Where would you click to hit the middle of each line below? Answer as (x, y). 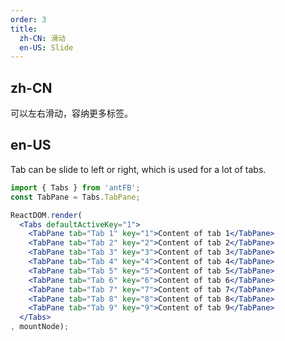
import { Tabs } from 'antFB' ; (75, 187)
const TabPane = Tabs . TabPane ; (75, 197)
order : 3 (28, 19)
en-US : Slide (46, 47)
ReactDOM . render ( (46, 215)
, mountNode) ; (40, 327)
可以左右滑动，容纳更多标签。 (71, 113)
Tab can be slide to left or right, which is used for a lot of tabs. (138, 169)
